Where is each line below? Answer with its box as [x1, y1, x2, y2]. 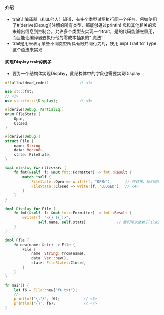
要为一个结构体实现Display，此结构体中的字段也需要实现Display [12, 71, 141, 77]
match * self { [22, 175, 51, 180]
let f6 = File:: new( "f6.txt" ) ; [14, 287, 78, 293]
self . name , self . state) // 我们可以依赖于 [38, 220, 149, 225]
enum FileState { [5, 111, 41, 117]
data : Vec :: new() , [31, 256, 69, 261]
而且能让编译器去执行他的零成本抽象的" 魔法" [12, 35, 103, 41]
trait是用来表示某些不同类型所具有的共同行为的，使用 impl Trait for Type [12, 41, 157, 46]
